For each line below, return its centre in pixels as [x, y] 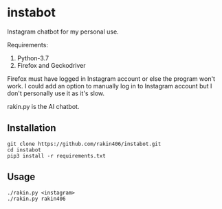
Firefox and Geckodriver [51, 65]
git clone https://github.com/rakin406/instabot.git [84, 144]
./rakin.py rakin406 [37, 199]
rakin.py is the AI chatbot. [43, 106]
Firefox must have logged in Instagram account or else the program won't [111, 78]
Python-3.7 [33, 58]
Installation [32, 128]
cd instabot [24, 150]
